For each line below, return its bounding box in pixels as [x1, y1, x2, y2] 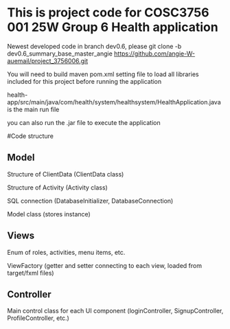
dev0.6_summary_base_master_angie [7, 49, 113, 58]
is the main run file [7, 105, 60, 113]
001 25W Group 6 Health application [7, 19, 218, 35]
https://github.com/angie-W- [114, 49, 196, 58]
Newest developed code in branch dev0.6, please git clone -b [7, 42, 182, 50]
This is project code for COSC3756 [7, 5, 209, 21]
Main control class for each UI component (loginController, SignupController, [7, 307, 224, 315]
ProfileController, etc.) [7, 314, 70, 322]
